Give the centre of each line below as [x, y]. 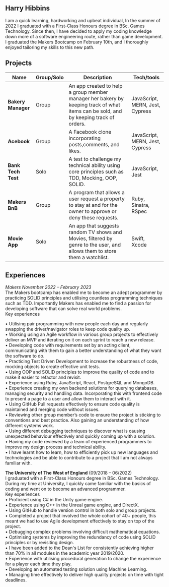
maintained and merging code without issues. [52, 409]
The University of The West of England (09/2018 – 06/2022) [69, 473]
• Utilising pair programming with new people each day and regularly [77, 324]
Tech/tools [146, 77]
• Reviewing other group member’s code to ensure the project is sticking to [83, 415]
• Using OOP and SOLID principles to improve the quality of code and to [80, 372]
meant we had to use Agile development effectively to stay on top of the [80, 521]
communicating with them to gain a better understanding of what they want [83, 350]
